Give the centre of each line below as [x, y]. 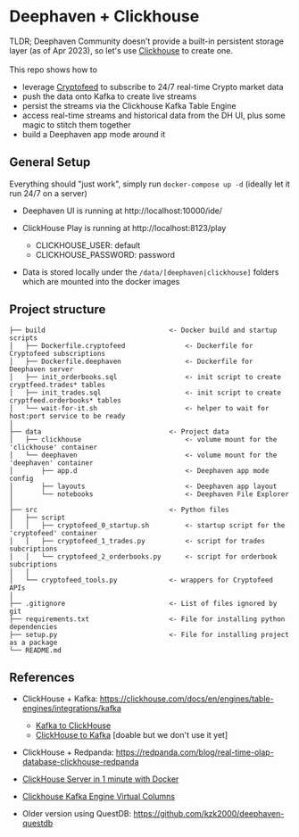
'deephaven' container [51, 463]
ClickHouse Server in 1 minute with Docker [100, 779]
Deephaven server [42, 369]
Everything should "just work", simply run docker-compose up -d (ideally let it [149, 184]
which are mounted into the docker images [101, 281]
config [21, 478]
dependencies [33, 626]
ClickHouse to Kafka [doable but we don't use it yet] [132, 735]
